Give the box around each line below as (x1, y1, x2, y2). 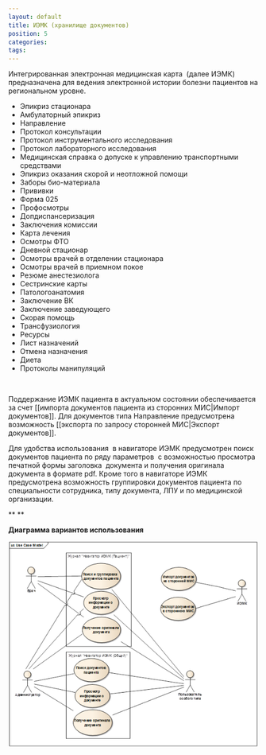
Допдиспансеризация (19, 212, 95, 221)
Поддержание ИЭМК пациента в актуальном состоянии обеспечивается (8, 395, 256, 404)
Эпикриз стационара (19, 102, 91, 111)
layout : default (8, 13, 62, 21)
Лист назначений (19, 338, 79, 348)
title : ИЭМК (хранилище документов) (8, 21, 129, 29)
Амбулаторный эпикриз (19, 110, 101, 119)
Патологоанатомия (19, 287, 85, 298)
